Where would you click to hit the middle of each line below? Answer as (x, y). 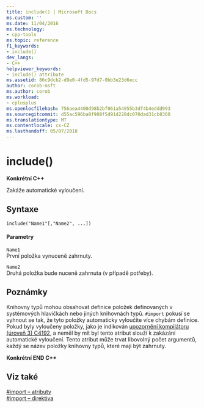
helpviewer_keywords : (34, 69)
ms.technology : (26, 29)
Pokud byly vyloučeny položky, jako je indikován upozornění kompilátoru (98, 326)
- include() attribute (35, 75)
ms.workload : (23, 97)
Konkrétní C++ (25, 178)
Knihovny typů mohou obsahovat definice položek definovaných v (89, 307)
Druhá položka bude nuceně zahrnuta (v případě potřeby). (80, 273)
